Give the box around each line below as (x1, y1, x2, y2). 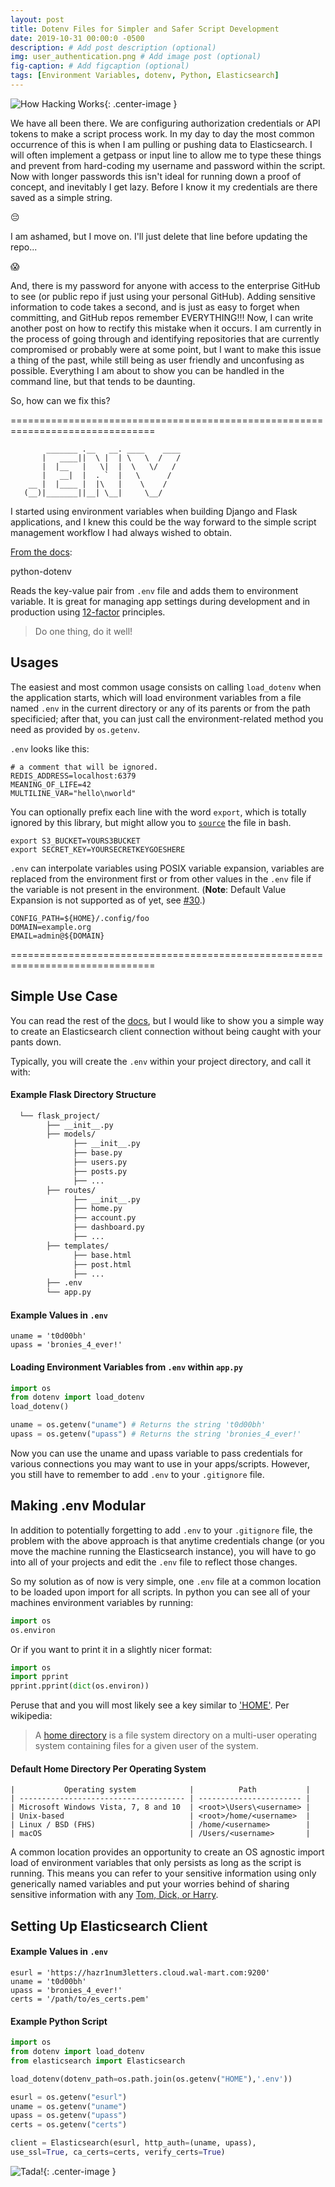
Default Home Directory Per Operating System (10, 1762, 207, 1775)
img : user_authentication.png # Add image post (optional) (10, 52, 262, 62)
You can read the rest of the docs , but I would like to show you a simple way (10, 1014, 324, 1026)
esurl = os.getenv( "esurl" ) (10, 2092, 128, 2102)
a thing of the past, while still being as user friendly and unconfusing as (10, 354, 305, 366)
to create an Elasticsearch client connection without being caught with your (10, 1025, 322, 1037)
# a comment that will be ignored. (10, 762, 159, 772)
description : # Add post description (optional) (10, 42, 217, 53)
